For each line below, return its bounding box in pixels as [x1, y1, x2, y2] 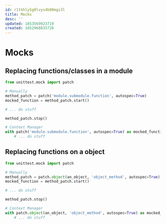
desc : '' [5, 16, 23, 21]
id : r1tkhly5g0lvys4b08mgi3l [5, 7, 65, 12]
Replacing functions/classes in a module [5, 66, 133, 75]
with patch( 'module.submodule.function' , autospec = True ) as [5, 129, 132, 134]
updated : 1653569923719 [5, 21, 54, 26]
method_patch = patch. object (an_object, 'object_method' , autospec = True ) [5, 174, 161, 179]
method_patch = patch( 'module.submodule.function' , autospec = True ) [5, 93, 147, 98]
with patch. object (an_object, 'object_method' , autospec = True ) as [5, 210, 145, 216]
